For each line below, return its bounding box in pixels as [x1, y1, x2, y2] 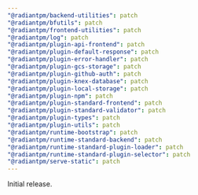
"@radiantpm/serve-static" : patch [7, 158, 121, 166]
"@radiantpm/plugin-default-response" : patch [7, 48, 159, 56]
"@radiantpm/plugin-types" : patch [7, 114, 121, 122]
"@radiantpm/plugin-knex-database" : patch [7, 77, 148, 85]
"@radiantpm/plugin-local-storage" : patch [7, 84, 148, 93]
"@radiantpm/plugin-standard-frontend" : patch [7, 99, 163, 107]
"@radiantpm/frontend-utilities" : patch [7, 26, 142, 34]
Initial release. [7, 179, 53, 189]
